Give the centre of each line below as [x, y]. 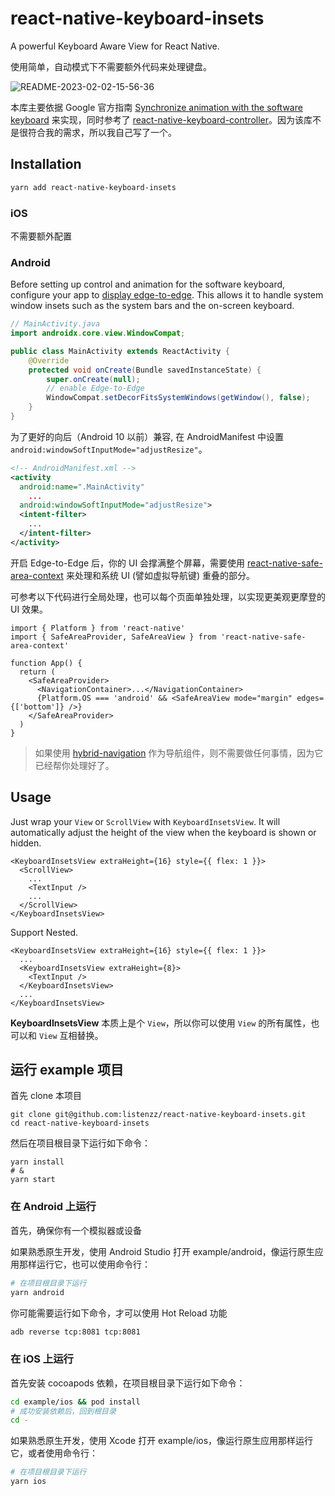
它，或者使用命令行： [54, 1453]
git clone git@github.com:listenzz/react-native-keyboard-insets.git [158, 1115]
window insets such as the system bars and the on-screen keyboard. [152, 306]
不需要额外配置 [41, 236]
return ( [37, 672]
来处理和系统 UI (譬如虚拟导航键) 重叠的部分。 [160, 575]
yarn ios [28, 1482]
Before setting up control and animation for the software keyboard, [148, 284]
